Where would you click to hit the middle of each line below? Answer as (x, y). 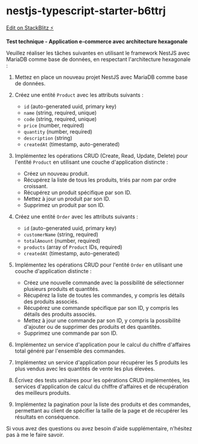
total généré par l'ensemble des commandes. (70, 351)
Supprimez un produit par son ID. (64, 205)
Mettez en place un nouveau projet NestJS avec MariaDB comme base (101, 77)
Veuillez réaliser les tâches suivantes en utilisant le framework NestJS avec (98, 53)
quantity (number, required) (58, 131)
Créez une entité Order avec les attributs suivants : (76, 216)
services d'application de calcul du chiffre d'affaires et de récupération (101, 386)
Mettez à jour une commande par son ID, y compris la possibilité (102, 320)
